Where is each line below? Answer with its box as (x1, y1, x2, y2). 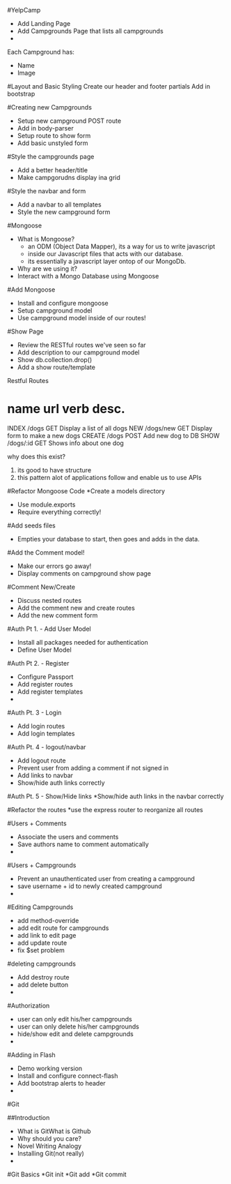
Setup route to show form (17, 132, 91, 140)
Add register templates (17, 687, 83, 696)
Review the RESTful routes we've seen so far (17, 341, 146, 349)
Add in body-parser (17, 124, 74, 132)
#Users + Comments (7, 819, 67, 827)
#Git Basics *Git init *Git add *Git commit (7, 1170, 127, 1178)
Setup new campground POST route (17, 117, 122, 125)
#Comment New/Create (7, 583, 75, 591)
